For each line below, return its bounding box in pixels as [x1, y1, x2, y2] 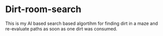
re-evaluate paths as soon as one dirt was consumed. [5, 25, 117, 31]
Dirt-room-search [5, 4, 81, 15]
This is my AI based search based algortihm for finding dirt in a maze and [5, 20, 158, 26]
